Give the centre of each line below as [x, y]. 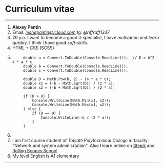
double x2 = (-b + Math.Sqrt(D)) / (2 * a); [69, 87]
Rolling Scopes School [35, 150]
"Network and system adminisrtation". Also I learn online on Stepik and [83, 146]
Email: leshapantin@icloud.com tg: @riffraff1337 [61, 32]
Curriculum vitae [40, 9]
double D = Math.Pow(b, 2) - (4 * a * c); [67, 79]
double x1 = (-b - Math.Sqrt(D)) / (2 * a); [69, 83]
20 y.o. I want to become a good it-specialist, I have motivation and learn [86, 37]
